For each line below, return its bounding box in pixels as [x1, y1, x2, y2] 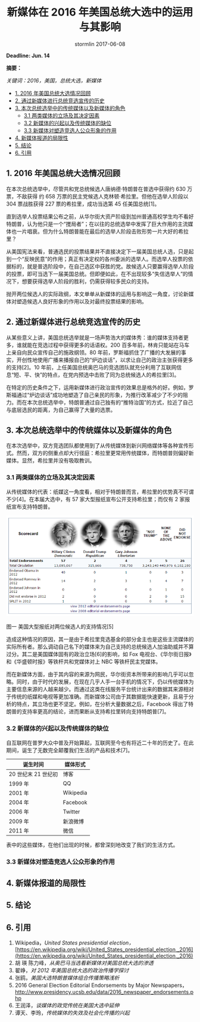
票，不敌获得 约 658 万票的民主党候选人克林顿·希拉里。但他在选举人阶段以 [6, 192, 189, 200]
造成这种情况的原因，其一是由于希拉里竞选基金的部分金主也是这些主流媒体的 [6, 636, 194, 643]
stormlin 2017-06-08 [74, 40, 126, 48]
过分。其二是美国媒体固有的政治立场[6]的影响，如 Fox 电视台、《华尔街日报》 [6, 651, 192, 658]
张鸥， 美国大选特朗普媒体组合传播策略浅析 [14, 974, 120, 981]
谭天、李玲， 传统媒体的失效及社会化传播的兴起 [14, 1009, 130, 1016]
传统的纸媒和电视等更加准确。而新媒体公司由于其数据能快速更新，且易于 [11, 693, 189, 700]
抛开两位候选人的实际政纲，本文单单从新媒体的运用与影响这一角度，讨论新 [6, 290, 189, 297]
